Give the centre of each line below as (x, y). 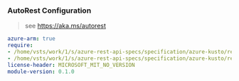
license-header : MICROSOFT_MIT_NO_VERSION (71, 65)
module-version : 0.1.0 (41, 71)
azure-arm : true (31, 39)
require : (20, 45)
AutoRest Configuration (49, 11)
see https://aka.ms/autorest (65, 26)
